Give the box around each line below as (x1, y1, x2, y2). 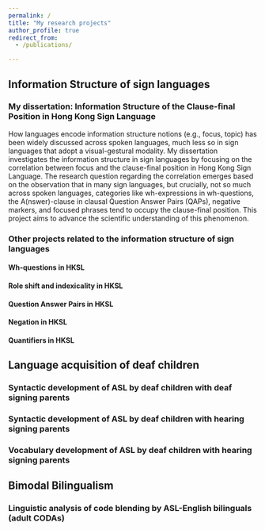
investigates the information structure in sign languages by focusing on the (8, 154, 252, 163)
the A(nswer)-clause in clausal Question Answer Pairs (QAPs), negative (8, 196, 241, 206)
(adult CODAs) (8, 513, 65, 524)
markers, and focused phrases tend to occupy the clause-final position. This (8, 205, 257, 214)
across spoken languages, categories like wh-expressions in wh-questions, (8, 188, 255, 198)
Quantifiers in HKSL (8, 335, 75, 345)
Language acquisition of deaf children (8, 359, 200, 372)
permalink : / (8, 11, 51, 20)
